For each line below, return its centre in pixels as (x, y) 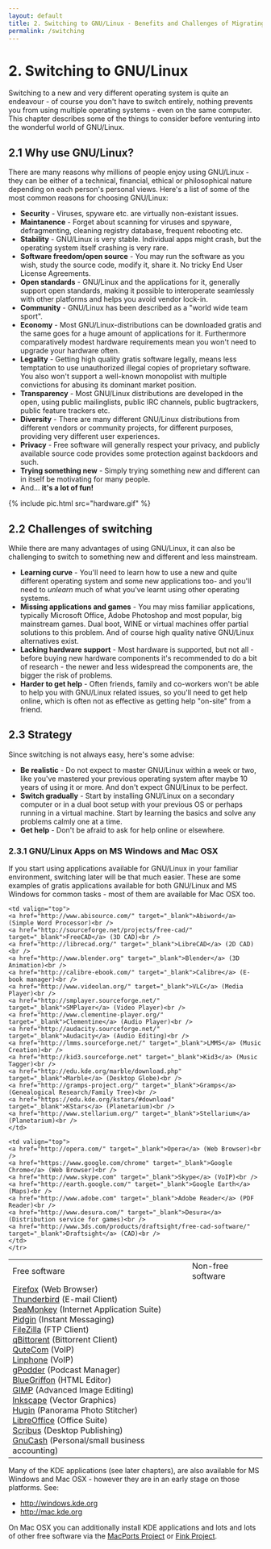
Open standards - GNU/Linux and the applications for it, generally (130, 282)
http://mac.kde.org (51, 1512)
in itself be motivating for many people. (85, 479)
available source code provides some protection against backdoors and (139, 453)
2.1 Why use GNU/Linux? (71, 153)
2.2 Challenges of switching (81, 529)
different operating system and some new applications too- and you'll (135, 581)
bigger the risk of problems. (66, 675)
